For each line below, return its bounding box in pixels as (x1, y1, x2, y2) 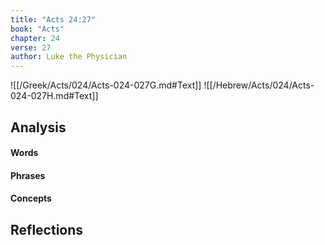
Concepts (10, 192, 52, 205)
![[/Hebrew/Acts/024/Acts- (203, 79, 315, 91)
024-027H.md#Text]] (10, 90, 99, 102)
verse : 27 (10, 42, 52, 53)
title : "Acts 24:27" (10, 14, 97, 25)
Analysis (10, 119, 67, 136)
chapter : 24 (10, 33, 60, 43)
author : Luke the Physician (10, 52, 128, 62)
